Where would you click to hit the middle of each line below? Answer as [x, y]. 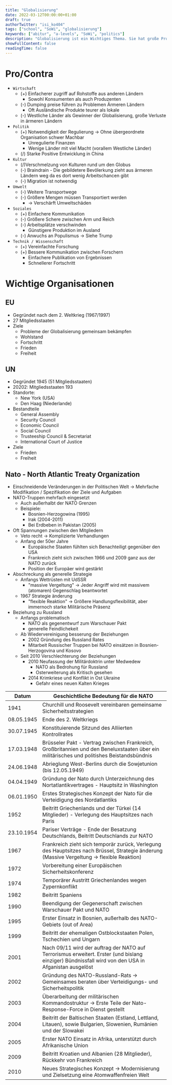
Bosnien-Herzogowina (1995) [59, 514]
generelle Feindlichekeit [53, 629]
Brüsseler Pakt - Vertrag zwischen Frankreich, [98, 743]
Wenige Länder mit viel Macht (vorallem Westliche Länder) [90, 148]
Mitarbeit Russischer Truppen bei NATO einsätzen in [83, 645]
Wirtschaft [24, 88]
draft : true [18, 20]
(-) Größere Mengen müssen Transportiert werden [73, 197]
